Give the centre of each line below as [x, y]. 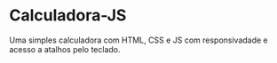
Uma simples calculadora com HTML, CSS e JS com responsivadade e [138, 40]
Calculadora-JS [68, 16]
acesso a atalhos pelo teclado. [65, 49]
